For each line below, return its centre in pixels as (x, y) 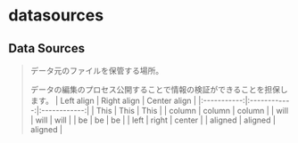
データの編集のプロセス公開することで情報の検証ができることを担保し (159, 89)
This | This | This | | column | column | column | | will (192, 111)
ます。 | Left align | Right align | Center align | (113, 100)
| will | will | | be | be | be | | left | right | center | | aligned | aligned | (153, 120)
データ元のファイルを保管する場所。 (97, 71)
